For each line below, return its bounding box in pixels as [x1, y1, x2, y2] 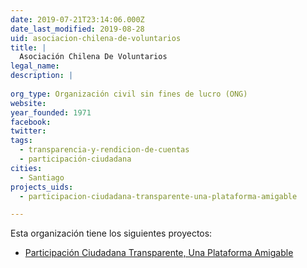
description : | [10, 71, 74, 81]
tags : [10, 136, 33, 146]
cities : [10, 163, 43, 173]
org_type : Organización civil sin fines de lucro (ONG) [10, 89, 248, 99]
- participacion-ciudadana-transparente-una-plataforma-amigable [19, 191, 298, 201]
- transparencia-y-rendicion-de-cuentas [19, 145, 190, 155]
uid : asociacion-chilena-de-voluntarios [10, 33, 182, 43]
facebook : [10, 117, 52, 127]
